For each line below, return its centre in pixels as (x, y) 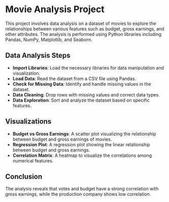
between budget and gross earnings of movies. (62, 139)
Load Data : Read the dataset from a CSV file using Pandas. (74, 78)
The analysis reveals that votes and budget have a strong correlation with (82, 189)
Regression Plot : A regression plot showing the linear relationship (81, 144)
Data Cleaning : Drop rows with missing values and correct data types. (86, 94)
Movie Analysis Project (55, 9)
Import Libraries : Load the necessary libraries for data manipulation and (88, 68)
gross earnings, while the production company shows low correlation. (78, 194)
